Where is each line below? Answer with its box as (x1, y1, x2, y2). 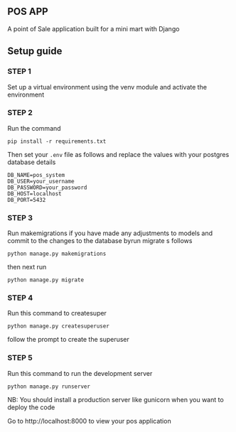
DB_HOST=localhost (7, 190, 62, 198)
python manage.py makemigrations (7, 250, 107, 258)
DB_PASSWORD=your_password (7, 184, 87, 191)
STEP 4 (7, 293, 33, 303)
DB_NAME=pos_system (7, 171, 65, 178)
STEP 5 (7, 353, 33, 363)
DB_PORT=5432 (7, 196, 46, 203)
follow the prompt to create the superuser (7, 335, 130, 344)
